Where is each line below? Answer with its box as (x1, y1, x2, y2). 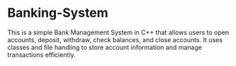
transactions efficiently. (7, 51, 76, 59)
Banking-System (7, 5, 108, 21)
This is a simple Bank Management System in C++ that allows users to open (7, 28, 229, 37)
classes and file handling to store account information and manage (7, 43, 202, 51)
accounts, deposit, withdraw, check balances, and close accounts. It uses (7, 35, 223, 44)
